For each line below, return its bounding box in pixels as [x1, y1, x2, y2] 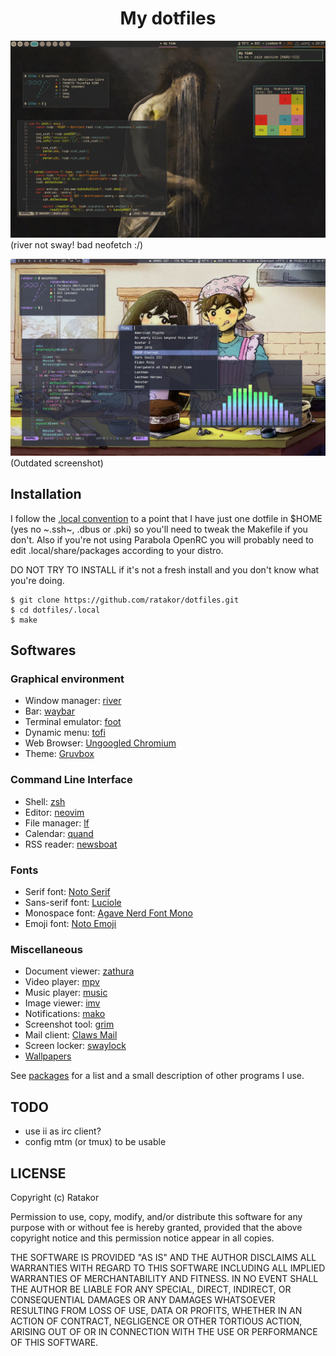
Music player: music [24, 987, 108, 999]
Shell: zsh [24, 795, 66, 807]
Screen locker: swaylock [24, 1040, 127, 1052]
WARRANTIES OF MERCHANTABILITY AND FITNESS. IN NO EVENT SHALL [10, 1272, 319, 1284]
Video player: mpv [24, 976, 100, 988]
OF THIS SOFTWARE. [10, 1336, 99, 1348]
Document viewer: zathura [24, 965, 135, 977]
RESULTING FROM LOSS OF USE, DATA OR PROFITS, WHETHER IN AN [10, 1304, 303, 1316]
